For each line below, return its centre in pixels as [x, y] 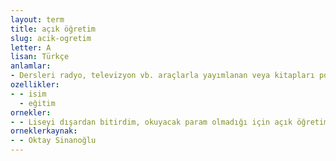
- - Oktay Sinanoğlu [53, 141]
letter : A [31, 47]
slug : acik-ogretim [51, 38]
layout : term [37, 19]
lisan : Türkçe [40, 57]
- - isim [28, 94]
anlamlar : [31, 66]
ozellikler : [35, 85]
